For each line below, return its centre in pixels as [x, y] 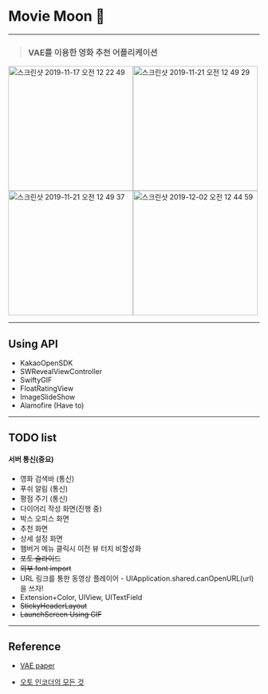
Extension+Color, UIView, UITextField [81, 597]
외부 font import [45, 568]
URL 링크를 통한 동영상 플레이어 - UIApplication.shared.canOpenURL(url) [137, 578]
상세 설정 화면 [41, 538]
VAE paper [37, 666]
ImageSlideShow [47, 397]
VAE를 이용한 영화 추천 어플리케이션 [93, 53]
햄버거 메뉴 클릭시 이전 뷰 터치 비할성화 [81, 548]
